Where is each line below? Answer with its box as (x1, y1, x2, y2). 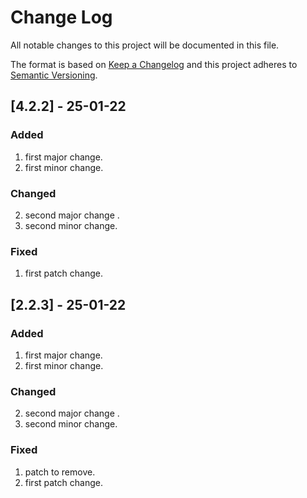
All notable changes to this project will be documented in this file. (10, 39, 280, 51)
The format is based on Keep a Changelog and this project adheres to (10, 58, 298, 70)
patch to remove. (24, 466, 96, 478)
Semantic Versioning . (10, 69, 98, 81)
